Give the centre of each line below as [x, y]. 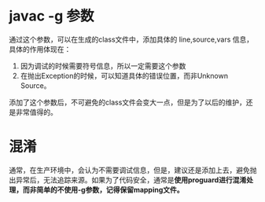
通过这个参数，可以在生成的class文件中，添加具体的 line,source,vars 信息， [131, 39]
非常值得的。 [36, 112]
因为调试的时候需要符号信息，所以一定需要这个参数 [103, 66]
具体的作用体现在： [40, 49]
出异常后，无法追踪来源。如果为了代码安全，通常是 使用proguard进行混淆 [128, 180]
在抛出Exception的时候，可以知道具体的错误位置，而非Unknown [124, 75]
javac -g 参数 [52, 16]
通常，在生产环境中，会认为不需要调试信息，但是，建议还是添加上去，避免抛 [133, 170]
